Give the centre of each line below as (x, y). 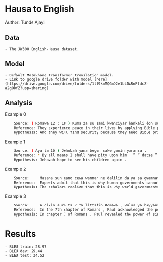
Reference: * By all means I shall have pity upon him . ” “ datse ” (86, 155)
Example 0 (16, 114)
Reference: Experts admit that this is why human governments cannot (87, 183)
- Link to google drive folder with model (49, 79)
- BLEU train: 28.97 (26, 247)
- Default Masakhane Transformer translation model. (59, 75)
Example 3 (16, 196)
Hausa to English (40, 9)
